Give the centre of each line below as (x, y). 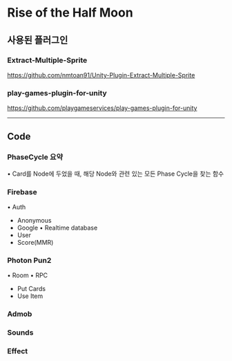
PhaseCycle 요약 (35, 157)
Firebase (22, 192)
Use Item (30, 296)
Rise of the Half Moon (70, 13)
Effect (18, 351)
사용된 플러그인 (38, 40)
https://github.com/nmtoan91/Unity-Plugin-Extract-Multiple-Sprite (101, 75)
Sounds (20, 333)
